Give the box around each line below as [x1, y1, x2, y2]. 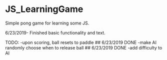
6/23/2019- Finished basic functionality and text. [5, 29, 106, 35]
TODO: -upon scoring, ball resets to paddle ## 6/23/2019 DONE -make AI [5, 39, 156, 45]
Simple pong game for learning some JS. [5, 20, 89, 26]
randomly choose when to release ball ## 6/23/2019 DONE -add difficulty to [5, 44, 162, 50]
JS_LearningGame [5, 3, 83, 15]
